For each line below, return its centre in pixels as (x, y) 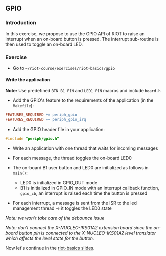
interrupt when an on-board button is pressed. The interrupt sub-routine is (82, 39)
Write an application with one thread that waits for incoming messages (85, 148)
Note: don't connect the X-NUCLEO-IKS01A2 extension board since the (79, 227)
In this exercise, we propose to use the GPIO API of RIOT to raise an (75, 33)
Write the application (28, 79)
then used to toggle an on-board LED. (44, 44)
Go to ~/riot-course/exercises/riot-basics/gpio (64, 68)
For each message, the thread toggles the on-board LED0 (72, 158)
